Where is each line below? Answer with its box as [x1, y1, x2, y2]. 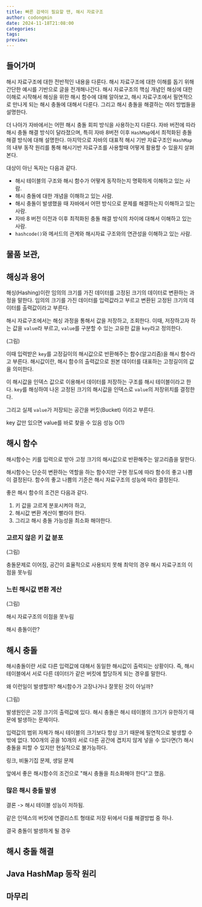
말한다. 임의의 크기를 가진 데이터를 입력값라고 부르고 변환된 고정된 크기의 [17, 297, 188, 304]
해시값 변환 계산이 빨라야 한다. [14, 509, 86, 516]
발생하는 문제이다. [17, 716, 60, 723]
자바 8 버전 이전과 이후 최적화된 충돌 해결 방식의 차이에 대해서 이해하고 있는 [14, 215, 192, 222]
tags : [6, 31, 20, 37]
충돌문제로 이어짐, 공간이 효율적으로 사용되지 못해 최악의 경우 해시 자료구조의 [6, 561, 187, 568]
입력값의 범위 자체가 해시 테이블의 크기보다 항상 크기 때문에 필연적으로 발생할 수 [6, 729, 193, 736]
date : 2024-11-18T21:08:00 [6, 20, 74, 26]
